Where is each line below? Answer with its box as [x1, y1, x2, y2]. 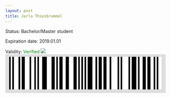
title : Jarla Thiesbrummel [5, 13, 63, 19]
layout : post [5, 8, 33, 13]
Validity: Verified [5, 48, 40, 54]
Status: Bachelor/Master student [5, 28, 73, 34]
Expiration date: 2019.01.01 [5, 38, 61, 44]
